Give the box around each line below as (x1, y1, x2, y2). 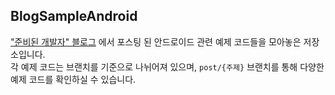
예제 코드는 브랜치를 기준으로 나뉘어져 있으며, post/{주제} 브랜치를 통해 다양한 (20, 60, 325, 73)
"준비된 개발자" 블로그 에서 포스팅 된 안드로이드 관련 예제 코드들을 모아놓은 (10, 35, 302, 48)
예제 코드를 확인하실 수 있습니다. (10, 73, 137, 85)
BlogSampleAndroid (10, 8, 138, 25)
